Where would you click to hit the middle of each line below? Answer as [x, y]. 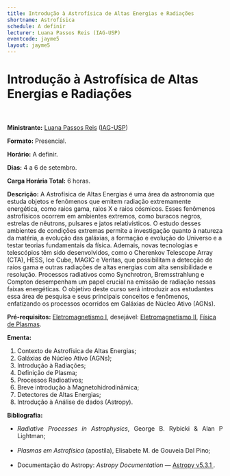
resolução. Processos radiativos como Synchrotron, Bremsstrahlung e [106, 274]
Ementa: [20, 337]
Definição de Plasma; [47, 372]
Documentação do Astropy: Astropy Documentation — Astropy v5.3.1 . [116, 465]
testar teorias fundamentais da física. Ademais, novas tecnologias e [103, 245]
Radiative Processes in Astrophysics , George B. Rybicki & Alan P [120, 428]
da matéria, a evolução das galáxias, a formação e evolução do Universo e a [115, 238]
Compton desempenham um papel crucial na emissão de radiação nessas [111, 282]
